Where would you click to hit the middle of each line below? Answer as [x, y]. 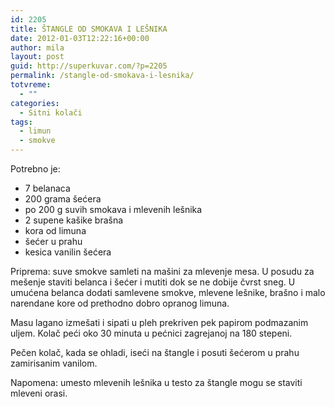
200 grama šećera [63, 199]
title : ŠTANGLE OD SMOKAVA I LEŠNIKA [89, 29]
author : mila [37, 47]
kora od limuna [55, 230]
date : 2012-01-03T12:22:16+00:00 [80, 38]
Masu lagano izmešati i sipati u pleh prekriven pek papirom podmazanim [159, 322]
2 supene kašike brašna [74, 220]
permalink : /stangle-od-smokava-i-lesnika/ [102, 76]
